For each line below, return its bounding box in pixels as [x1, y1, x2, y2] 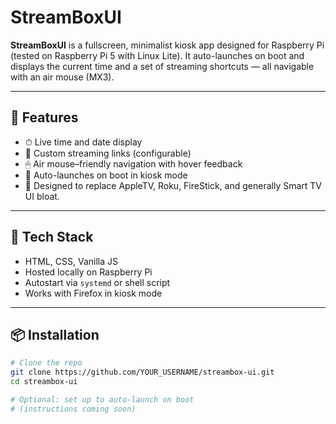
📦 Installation [10, 326, 100, 343]
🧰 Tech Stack [10, 229, 94, 246]
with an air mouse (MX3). [10, 71, 115, 83]
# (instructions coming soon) [10, 404, 137, 414]
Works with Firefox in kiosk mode [24, 287, 163, 299]
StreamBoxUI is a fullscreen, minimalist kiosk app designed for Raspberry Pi [10, 39, 325, 51]
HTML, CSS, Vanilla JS [24, 255, 118, 267]
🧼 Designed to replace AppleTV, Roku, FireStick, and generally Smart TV [24, 179, 322, 191]
